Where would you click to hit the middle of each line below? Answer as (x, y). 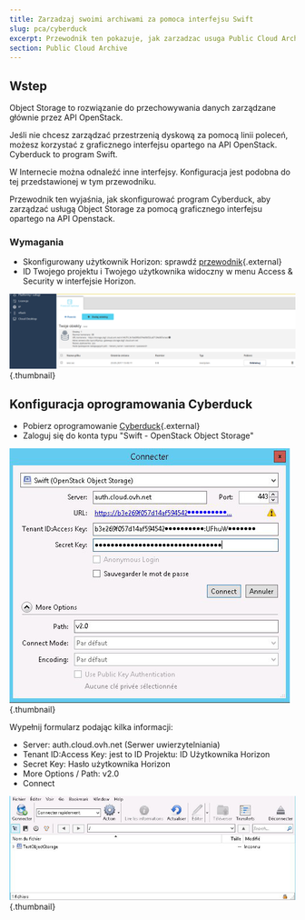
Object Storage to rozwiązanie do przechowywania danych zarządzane (143, 108)
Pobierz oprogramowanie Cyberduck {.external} (111, 426)
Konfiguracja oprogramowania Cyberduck (131, 404)
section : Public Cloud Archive (69, 48)
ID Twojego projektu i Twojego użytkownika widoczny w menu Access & (157, 272)
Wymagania (37, 242)
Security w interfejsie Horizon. (79, 281)
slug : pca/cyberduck (49, 29)
